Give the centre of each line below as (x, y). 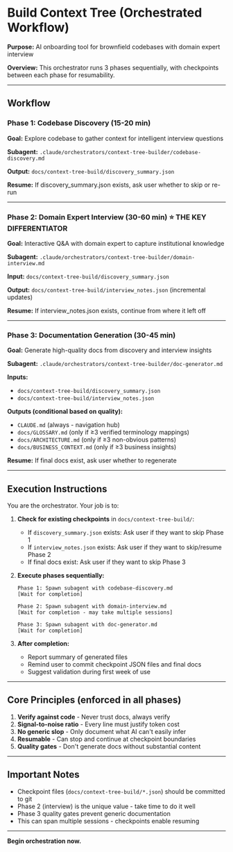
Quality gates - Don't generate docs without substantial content (109, 746)
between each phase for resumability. (61, 75)
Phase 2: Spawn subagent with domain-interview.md (92, 607)
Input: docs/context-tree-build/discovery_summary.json (88, 276)
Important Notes (43, 775)
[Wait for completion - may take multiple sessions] (95, 612)
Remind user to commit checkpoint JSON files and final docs (114, 665)
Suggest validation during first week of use (89, 672)
